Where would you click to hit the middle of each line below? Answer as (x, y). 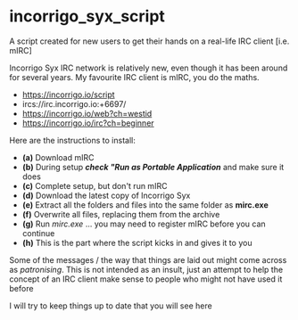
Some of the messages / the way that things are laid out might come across (148, 259)
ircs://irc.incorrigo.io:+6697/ (74, 103)
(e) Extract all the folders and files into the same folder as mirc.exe (145, 205)
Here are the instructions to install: (72, 140)
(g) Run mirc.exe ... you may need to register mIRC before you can (144, 224)
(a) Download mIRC (58, 157)
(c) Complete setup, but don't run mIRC (95, 185)
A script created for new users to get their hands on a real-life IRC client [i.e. (149, 41)
